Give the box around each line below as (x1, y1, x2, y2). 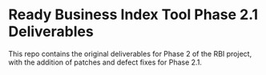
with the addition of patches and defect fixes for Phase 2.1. (8, 57, 203, 67)
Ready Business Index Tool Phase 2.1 (8, 6, 259, 24)
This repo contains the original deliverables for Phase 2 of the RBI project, (8, 49, 252, 58)
